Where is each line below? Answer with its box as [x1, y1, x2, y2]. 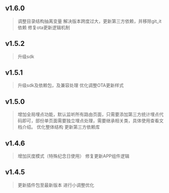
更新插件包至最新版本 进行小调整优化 [17, 182, 94, 188]
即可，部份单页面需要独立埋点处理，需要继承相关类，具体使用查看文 [22, 118, 164, 124]
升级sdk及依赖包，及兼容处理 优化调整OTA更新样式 [17, 82, 124, 88]
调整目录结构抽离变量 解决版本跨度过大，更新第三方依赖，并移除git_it [17, 18, 162, 24]
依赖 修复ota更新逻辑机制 [17, 24, 70, 30]
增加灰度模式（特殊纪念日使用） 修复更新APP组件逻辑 [17, 153, 130, 159]
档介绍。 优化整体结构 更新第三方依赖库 [17, 124, 100, 130]
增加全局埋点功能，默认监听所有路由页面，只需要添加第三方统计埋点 [17, 111, 159, 118]
